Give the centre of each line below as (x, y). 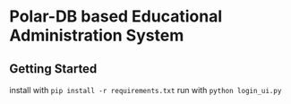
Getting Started (53, 69)
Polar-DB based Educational (116, 17)
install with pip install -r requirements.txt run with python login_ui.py (145, 90)
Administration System (97, 35)
